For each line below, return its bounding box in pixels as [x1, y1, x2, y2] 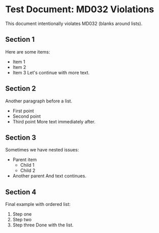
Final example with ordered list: [5, 201, 71, 208]
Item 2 [12, 64, 26, 70]
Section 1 [5, 35, 35, 44]
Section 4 [5, 188, 37, 196]
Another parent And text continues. [12, 173, 86, 179]
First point [12, 108, 34, 114]
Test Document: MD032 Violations [5, 4, 154, 15]
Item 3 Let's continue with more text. [12, 69, 90, 75]
